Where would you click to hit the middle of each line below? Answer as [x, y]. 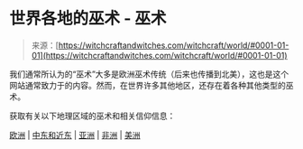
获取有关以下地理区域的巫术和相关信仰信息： [92, 116]
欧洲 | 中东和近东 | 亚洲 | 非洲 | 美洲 [75, 135]
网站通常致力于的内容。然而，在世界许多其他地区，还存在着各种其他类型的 [147, 85]
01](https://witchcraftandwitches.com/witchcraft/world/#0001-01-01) [159, 55]
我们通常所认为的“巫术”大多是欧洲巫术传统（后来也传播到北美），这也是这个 [149, 74]
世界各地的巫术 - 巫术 [88, 19]
